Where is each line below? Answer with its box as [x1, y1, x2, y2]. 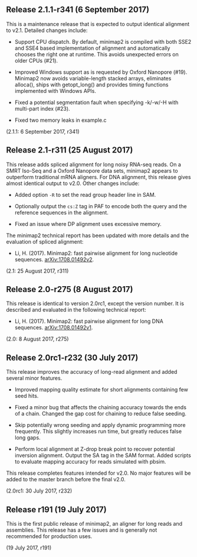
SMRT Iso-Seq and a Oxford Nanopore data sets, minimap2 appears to [6, 167, 178, 174]
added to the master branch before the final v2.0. [6, 476, 126, 483]
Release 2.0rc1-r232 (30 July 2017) [6, 352, 139, 362]
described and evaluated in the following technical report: [6, 306, 146, 313]
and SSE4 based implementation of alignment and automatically [14, 44, 170, 51]
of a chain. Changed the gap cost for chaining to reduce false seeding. [14, 410, 187, 417]
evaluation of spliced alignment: [6, 238, 84, 245]
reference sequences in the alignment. [14, 209, 109, 216]
